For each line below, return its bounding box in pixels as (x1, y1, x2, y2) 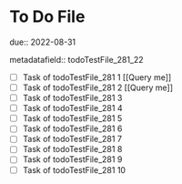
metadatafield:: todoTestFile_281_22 (9, 54, 144, 65)
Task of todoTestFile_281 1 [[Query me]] (22, 71, 172, 83)
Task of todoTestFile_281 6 (22, 123, 123, 134)
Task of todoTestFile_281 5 (22, 113, 123, 124)
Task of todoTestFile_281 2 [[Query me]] (22, 82, 173, 93)
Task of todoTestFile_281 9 (22, 154, 123, 165)
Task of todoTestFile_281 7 (22, 134, 123, 145)
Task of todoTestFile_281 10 (22, 164, 126, 175)
